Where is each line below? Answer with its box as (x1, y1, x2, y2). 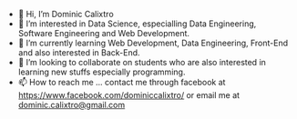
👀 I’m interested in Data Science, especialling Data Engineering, (17, 18, 257, 29)
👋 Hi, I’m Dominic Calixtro (17, 9, 114, 19)
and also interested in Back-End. (17, 47, 140, 58)
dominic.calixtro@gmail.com (17, 100, 126, 110)
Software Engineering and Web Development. (17, 28, 189, 38)
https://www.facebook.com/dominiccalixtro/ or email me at (17, 90, 240, 100)
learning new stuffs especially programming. (17, 66, 186, 77)
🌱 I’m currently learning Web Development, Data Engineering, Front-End (17, 37, 289, 48)
